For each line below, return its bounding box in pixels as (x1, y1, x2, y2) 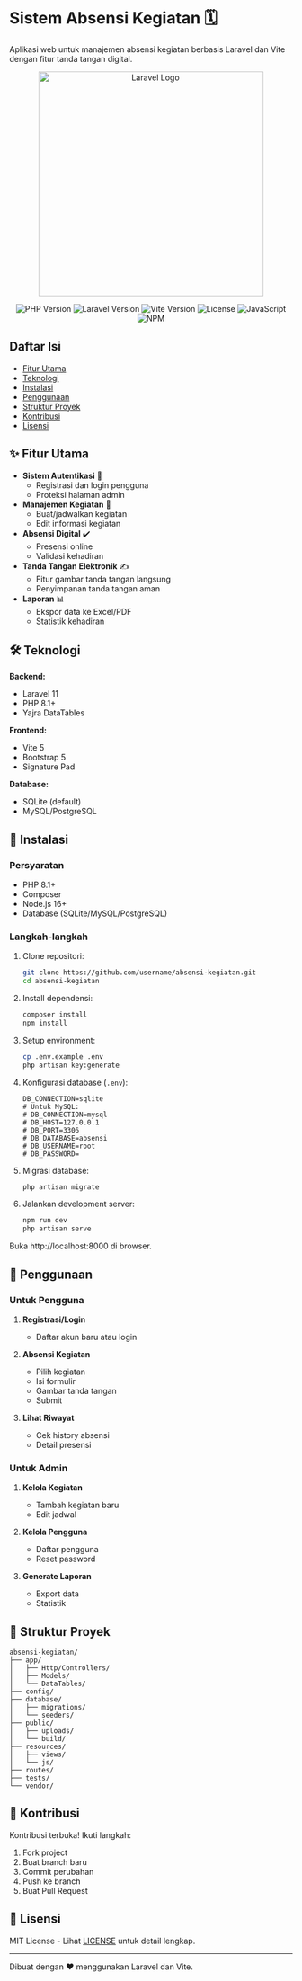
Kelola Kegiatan (22, 1482, 83, 1493)
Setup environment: (22, 1035, 96, 1045)
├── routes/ (9, 1766, 54, 1775)
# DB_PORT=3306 (22, 1125, 80, 1134)
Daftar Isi (9, 339, 61, 354)
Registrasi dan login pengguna (35, 479, 149, 491)
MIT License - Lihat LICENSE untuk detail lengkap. (9, 1935, 196, 1946)
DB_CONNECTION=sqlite (22, 1094, 103, 1103)
